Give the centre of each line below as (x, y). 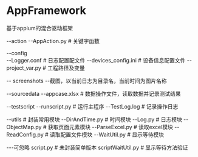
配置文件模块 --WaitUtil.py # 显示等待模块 (112, 135)
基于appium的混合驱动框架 (39, 28)
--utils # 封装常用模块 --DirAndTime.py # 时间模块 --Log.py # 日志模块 (94, 119)
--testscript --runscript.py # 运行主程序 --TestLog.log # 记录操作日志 (92, 106)
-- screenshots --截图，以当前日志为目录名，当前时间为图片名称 (87, 81)
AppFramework (46, 11)
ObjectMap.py (24, 127)
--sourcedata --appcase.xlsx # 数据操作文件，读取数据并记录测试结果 (94, 93)
